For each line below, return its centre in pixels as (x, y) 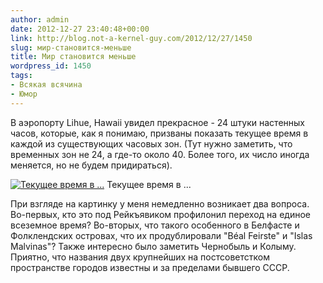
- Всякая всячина (46, 85)
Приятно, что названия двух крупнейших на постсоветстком (140, 257)
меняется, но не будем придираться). (91, 165)
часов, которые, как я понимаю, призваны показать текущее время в (159, 133)
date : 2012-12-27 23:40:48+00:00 (80, 29)
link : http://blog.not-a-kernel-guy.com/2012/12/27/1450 (131, 38)
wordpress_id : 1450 (51, 66)
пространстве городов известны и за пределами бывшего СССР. (150, 267)
